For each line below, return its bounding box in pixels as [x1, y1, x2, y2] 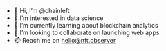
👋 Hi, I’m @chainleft [13, 7, 71, 14]
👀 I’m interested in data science [13, 14, 104, 22]
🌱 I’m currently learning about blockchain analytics [13, 21, 158, 29]
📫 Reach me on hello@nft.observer [13, 37, 116, 44]
